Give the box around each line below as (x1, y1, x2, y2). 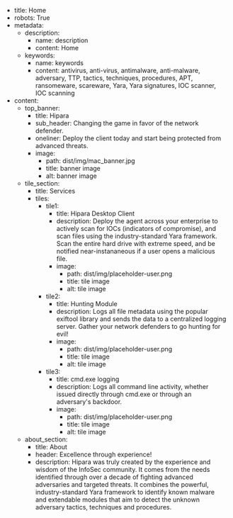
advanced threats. (35, 142, 89, 150)
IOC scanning (35, 89, 76, 97)
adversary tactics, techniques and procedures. (35, 503, 172, 511)
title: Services (35, 187, 76, 195)
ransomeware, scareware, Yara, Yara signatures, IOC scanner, (35, 81, 217, 89)
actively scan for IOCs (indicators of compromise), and (56, 225, 216, 232)
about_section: (24, 435, 68, 444)
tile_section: (24, 179, 60, 187)
